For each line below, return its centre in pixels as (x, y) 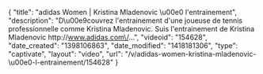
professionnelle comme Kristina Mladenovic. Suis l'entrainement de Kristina (131, 29)
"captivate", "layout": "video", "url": (66, 54)
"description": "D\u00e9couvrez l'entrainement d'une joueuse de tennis (126, 20)
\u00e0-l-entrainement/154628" (61, 62)
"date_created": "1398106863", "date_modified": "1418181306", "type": (123, 46)
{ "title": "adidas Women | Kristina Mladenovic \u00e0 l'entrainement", (123, 12)
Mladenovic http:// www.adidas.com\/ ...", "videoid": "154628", (108, 37)
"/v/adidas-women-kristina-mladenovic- (191, 54)
